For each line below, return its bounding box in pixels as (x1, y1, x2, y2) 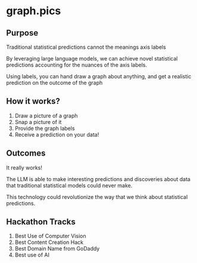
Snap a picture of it (14, 118, 62, 125)
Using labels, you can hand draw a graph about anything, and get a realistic (6, 73, 192, 80)
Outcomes (6, 148, 46, 159)
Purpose (6, 28, 39, 38)
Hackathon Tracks (6, 217, 76, 227)
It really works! (6, 164, 43, 171)
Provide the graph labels (14, 125, 76, 132)
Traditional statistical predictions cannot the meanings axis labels (6, 43, 167, 50)
